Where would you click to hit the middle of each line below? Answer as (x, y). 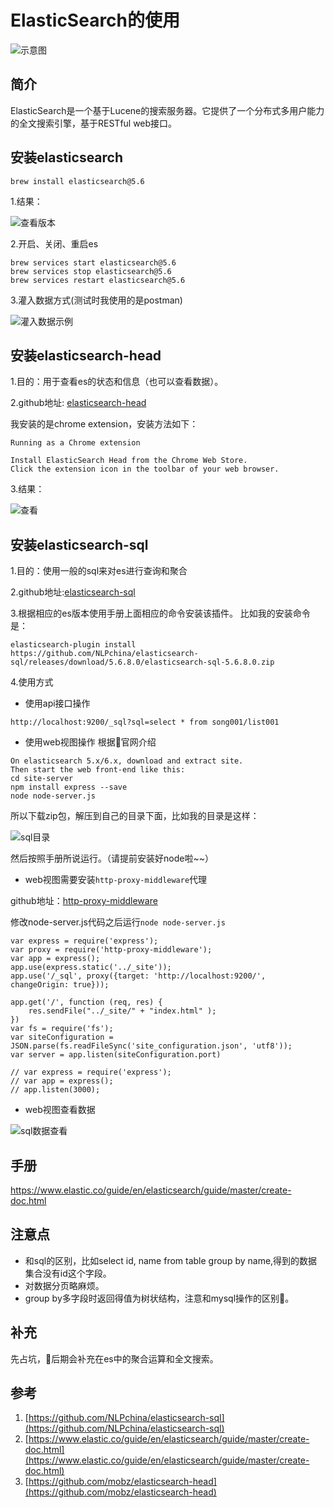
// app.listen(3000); (55, 1090)
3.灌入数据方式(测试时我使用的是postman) (96, 300)
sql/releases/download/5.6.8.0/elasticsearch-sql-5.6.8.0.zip (142, 662)
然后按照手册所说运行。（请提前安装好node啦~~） (112, 858)
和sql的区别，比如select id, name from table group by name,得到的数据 (171, 1260)
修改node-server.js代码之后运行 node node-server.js (118, 922)
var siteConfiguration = (62, 1037)
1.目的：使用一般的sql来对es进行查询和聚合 (99, 571)
